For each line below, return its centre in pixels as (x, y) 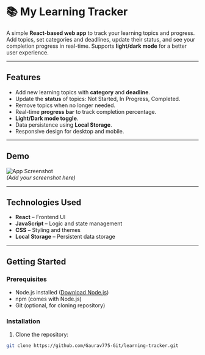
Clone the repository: (42, 335)
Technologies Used (44, 202)
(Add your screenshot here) (41, 177)
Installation (23, 321)
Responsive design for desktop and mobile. (70, 131)
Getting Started (36, 262)
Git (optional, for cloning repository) (60, 305)
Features (23, 77)
